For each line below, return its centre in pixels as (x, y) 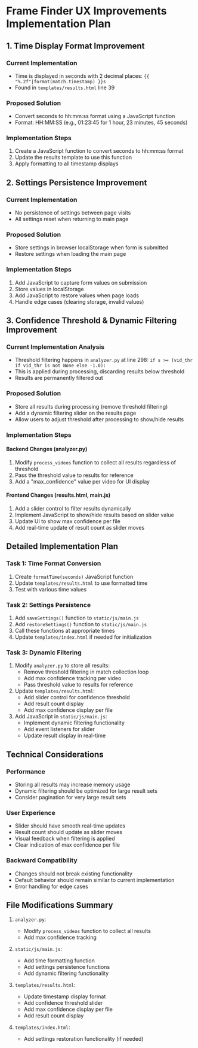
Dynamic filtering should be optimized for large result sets (86, 791)
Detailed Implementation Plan (62, 546)
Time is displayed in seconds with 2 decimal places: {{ (82, 75)
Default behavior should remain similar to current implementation (95, 880)
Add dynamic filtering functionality (66, 973)
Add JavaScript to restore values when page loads (77, 295)
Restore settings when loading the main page (70, 254)
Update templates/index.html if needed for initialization (83, 637)
